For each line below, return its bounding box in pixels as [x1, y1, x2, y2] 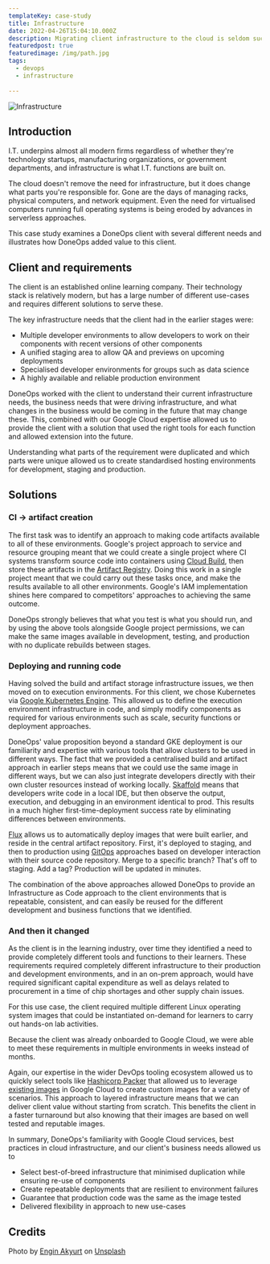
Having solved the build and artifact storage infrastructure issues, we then [8, 679, 255, 688]
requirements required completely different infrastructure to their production [8, 961, 261, 971]
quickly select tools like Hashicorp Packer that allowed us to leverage [8, 1076, 238, 1086]
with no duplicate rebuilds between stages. [8, 640, 151, 650]
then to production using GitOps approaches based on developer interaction [8, 847, 261, 857]
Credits [8, 1224, 47, 1238]
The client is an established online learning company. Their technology [8, 282, 243, 292]
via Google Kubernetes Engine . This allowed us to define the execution [8, 696, 243, 705]
